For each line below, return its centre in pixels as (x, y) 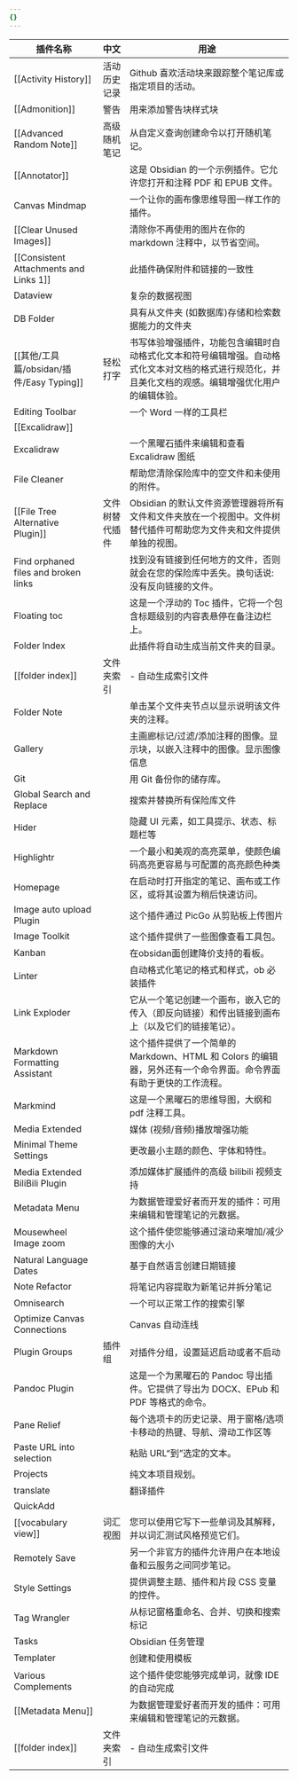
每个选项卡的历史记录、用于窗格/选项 (206, 1418)
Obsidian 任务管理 (167, 1642)
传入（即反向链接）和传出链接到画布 (205, 1013)
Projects (31, 1473)
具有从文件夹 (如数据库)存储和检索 (200, 312)
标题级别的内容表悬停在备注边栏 (205, 616)
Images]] (32, 240)
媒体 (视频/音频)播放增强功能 (189, 1129)
